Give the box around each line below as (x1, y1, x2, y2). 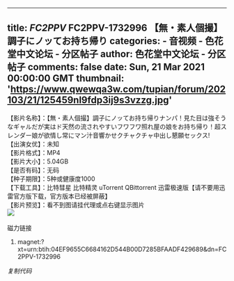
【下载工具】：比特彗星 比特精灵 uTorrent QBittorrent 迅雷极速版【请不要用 (7, 183, 219, 191)
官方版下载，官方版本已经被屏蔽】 (13, 192, 111, 200)
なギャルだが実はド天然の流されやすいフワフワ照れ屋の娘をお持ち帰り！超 (7, 122, 221, 131)
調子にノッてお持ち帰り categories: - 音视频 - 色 (7, 35, 214, 47)
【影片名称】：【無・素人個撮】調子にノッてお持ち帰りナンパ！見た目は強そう (7, 113, 227, 122)
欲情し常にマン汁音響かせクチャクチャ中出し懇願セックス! (43, 131, 210, 139)
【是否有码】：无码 (7, 166, 59, 174)
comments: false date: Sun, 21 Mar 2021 (27, 61, 205, 73)
